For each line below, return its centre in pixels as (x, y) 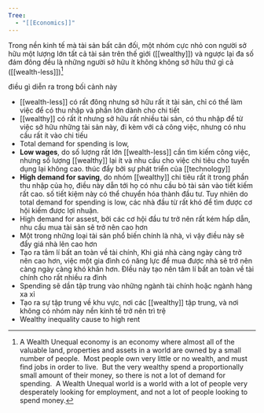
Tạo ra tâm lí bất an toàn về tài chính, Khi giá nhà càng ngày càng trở (130, 253)
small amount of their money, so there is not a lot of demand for (123, 375)
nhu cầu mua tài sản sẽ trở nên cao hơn (83, 227)
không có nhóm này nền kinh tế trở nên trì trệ (93, 311)
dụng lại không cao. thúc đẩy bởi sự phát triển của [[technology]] (125, 169)
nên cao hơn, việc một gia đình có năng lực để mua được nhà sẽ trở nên (136, 261)
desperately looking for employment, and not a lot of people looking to (134, 392)
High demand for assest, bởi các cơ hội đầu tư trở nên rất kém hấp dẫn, (135, 219)
